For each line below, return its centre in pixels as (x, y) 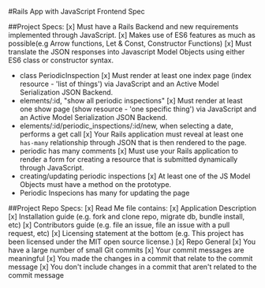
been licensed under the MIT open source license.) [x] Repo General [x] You (132, 241)
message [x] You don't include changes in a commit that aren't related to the (132, 267)
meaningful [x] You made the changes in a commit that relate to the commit (131, 258)
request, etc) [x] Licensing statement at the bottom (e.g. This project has (126, 233)
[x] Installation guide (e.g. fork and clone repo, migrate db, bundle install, (127, 217)
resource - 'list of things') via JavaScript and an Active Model (119, 84)
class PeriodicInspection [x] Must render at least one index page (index (136, 75)
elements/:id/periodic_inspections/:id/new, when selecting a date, (127, 126)
